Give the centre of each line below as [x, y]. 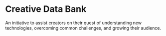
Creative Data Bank [46, 9]
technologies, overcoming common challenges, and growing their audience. [83, 28]
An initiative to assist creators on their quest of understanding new [74, 23]
